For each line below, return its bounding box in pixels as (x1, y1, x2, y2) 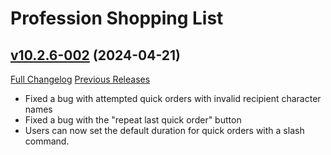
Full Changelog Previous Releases (10, 73, 151, 85)
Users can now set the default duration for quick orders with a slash (24, 125, 305, 136)
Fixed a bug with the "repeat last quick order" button (24, 114, 242, 126)
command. (24, 135, 70, 147)
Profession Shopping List (10, 7, 224, 30)
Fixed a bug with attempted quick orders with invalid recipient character (24, 93, 322, 104)
